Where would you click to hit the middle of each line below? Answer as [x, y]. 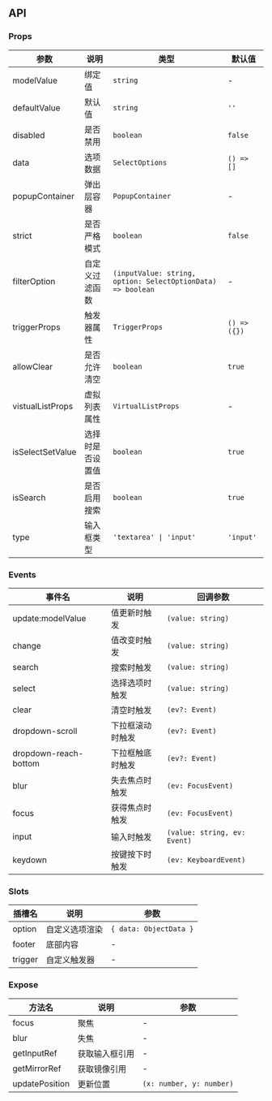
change [27, 645]
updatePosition [41, 1083]
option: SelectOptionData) [165, 281]
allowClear [33, 366]
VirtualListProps [146, 406]
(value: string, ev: [206, 832]
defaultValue [36, 107]
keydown [30, 860]
